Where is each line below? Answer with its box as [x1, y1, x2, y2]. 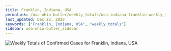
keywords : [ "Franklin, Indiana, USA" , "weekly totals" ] [5, 21, 126, 27]
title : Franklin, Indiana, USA [5, 7, 72, 13]
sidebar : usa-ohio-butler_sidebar [5, 26, 79, 31]
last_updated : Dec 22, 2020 [5, 17, 65, 22]
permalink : [5, 12, 28, 17]
